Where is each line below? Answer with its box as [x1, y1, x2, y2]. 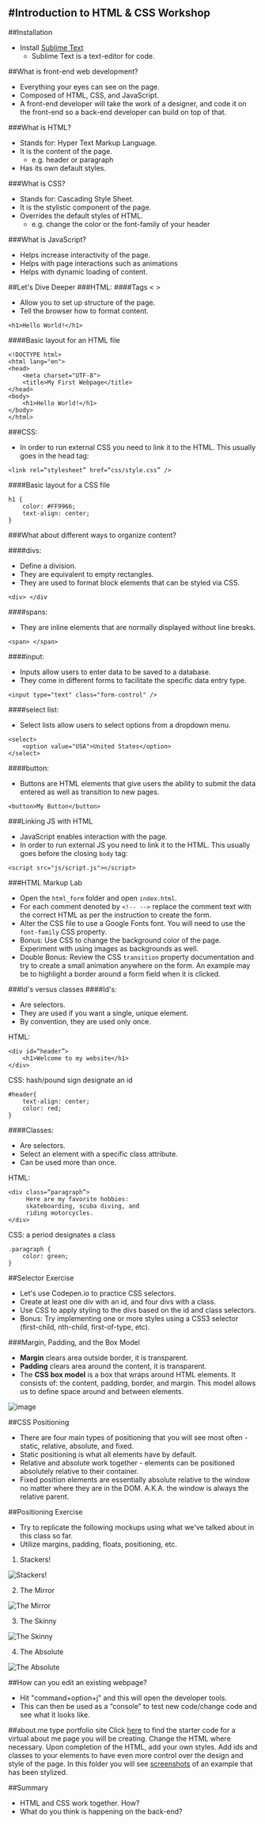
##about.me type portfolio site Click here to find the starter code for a [8, 1725, 236, 1734]
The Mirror [19, 1585, 55, 1595]
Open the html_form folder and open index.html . [19, 893, 177, 903]
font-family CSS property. [19, 927, 107, 936]
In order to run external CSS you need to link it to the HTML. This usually [19, 442, 256, 451]
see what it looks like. [19, 1710, 91, 1719]
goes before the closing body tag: [19, 848, 128, 858]
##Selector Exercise [8, 1273, 74, 1282]
